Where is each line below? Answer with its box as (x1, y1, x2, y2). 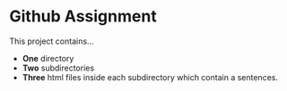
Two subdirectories (22, 62, 95, 73)
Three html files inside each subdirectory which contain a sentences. (22, 71, 278, 82)
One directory (22, 53, 74, 63)
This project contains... (9, 36, 94, 46)
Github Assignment (9, 6, 157, 27)
